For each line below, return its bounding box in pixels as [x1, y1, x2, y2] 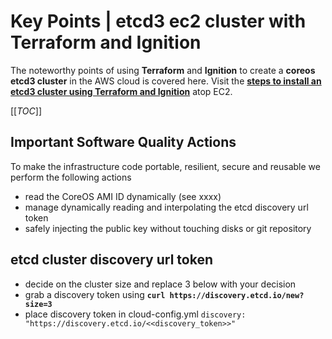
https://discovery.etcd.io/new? [169, 290, 305, 300]
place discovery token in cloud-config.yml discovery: [24, 308, 247, 320]
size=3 [24, 299, 53, 309]
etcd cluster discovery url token [10, 251, 214, 269]
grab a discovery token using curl [24, 288, 166, 300]
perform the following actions [10, 171, 132, 183]
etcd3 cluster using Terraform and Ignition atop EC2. [10, 85, 233, 97]
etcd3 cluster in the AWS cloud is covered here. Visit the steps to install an [10, 75, 322, 87]
